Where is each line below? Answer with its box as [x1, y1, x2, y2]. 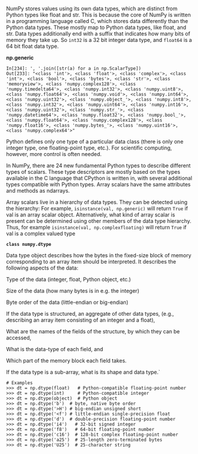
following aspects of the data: [6, 264, 79, 271]
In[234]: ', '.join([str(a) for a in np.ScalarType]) [6, 66, 142, 72]
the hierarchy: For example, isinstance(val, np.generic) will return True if [6, 205, 188, 212]
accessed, [6, 334, 31, 341]
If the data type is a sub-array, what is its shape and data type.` [6, 369, 161, 375]
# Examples [6, 380, 33, 386]
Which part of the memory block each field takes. [6, 357, 127, 364]
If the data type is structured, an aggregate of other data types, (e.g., [6, 310, 174, 317]
